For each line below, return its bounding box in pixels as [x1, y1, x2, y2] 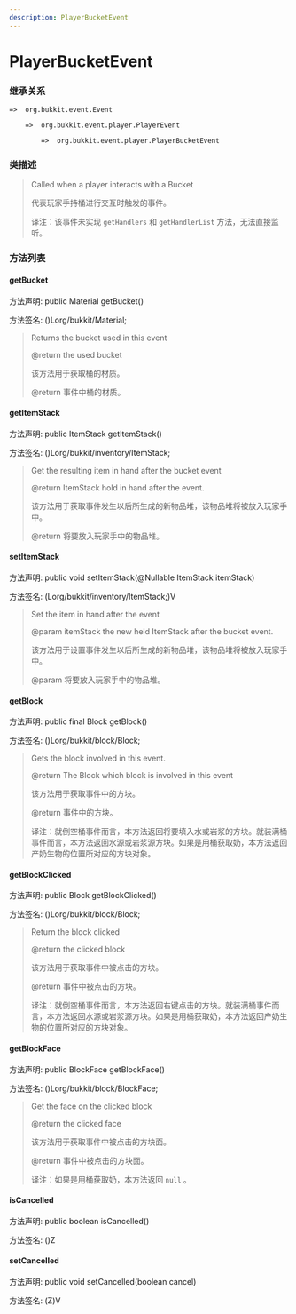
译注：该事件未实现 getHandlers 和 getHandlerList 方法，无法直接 [30, 217, 272, 227]
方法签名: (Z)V [9, 1294, 61, 1306]
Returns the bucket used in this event [30, 332, 167, 343]
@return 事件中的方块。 [30, 808, 118, 818]
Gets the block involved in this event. [30, 753, 166, 764]
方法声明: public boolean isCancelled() [9, 1215, 150, 1226]
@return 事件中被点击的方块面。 [30, 1155, 149, 1166]
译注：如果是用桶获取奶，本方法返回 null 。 [30, 1174, 192, 1184]
